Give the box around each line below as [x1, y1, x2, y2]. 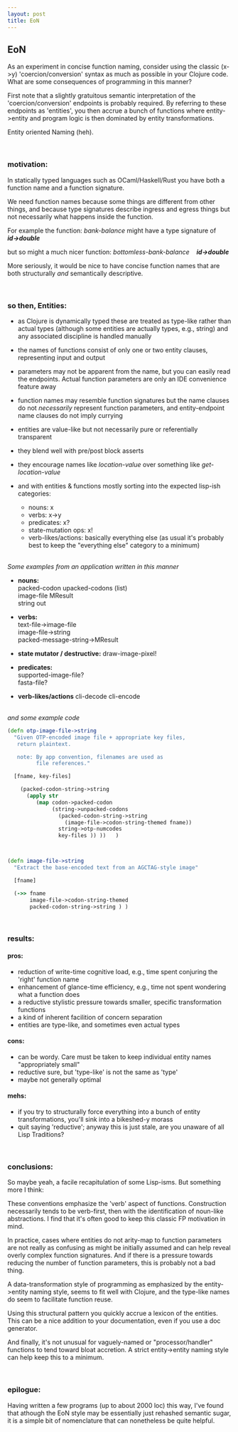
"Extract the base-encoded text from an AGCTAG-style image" [13, 864, 199, 871]
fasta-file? [17, 678, 48, 687]
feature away [17, 382, 57, 391]
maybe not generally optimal [17, 1075, 102, 1084]
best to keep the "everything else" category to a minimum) [28, 541, 200, 549]
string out [17, 598, 46, 607]
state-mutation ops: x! [28, 526, 94, 534]
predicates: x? [28, 518, 70, 526]
